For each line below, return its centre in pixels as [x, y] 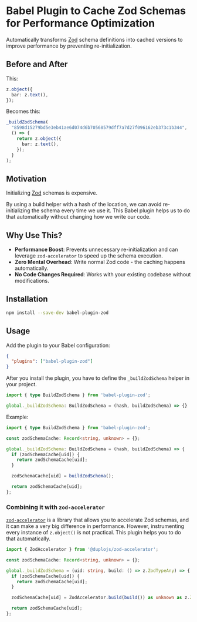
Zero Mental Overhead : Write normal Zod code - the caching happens [100, 262]
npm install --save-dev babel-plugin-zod [57, 313]
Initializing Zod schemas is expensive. [52, 193]
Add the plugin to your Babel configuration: [58, 345]
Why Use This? [34, 235]
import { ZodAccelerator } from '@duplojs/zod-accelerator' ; [82, 550]
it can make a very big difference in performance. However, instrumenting [95, 526]
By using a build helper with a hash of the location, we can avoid [84, 205]
